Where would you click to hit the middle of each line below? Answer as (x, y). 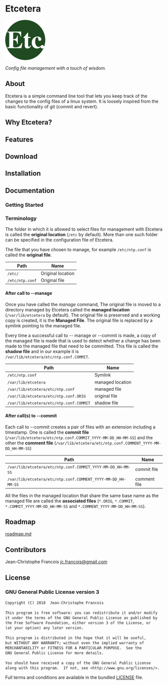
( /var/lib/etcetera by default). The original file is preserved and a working (83, 315)
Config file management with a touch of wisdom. (56, 68)
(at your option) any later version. (44, 628)
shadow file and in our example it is (42, 351)
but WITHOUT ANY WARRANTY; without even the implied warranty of (74, 643)
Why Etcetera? (29, 123)
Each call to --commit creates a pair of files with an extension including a (80, 427)
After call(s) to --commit (31, 416)
